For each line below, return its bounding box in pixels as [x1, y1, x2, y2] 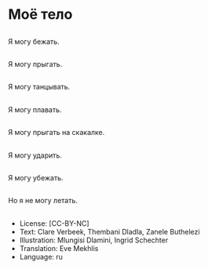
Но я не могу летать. [8, 196, 78, 205]
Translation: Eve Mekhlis [19, 243, 99, 253]
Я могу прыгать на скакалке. [8, 128, 105, 137]
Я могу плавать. [8, 104, 62, 115]
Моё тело [8, 5, 73, 24]
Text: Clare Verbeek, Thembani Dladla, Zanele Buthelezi [19, 227, 200, 236]
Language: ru [19, 252, 63, 261]
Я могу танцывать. [8, 82, 71, 92]
